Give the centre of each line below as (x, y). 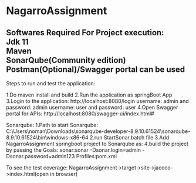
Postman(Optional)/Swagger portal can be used (96, 69)
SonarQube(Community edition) (66, 60)
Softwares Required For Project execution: (85, 33)
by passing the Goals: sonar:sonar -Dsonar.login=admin (74, 150)
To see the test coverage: (37, 168)
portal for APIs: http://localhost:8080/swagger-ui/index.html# (80, 114)
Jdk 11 (17, 41)
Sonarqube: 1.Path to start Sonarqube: (52, 125)
